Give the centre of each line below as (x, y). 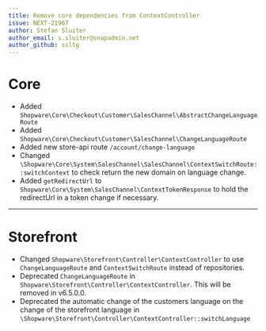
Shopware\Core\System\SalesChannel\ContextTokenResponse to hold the (134, 189)
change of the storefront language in (80, 310)
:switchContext (45, 173)
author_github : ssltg (44, 45)
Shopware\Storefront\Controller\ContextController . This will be (125, 284)
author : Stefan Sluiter (47, 30)
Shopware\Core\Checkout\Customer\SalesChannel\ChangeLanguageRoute (133, 140)
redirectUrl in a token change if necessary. (89, 198)
